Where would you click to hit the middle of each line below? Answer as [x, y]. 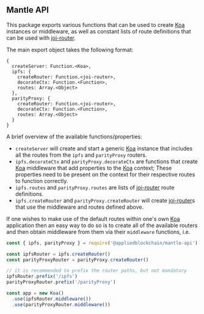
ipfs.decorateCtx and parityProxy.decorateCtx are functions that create [107, 161]
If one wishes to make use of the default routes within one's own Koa [93, 219]
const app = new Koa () [35, 293]
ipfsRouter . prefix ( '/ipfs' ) [42, 277]
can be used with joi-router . [41, 38]
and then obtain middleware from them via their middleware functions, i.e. [98, 231]
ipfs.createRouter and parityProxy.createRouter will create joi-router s [105, 200]
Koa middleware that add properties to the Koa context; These [93, 168]
